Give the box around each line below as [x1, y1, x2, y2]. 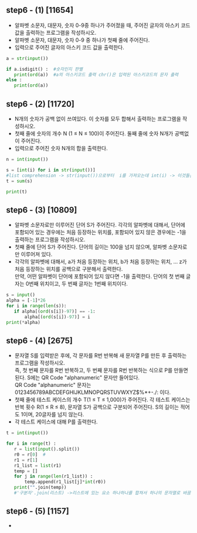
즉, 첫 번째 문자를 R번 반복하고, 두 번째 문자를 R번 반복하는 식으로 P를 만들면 [14, 367, 189, 374]
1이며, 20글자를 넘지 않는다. [21, 411, 84, 418]
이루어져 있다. [21, 251, 53, 258]
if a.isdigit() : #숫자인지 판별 [6, 66, 83, 72]
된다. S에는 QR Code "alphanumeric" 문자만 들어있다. [14, 374, 140, 381]
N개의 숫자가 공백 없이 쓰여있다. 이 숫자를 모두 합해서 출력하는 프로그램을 [14, 115, 182, 122]
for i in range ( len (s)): [6, 303, 67, 309]
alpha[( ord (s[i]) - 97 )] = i [24, 314, 91, 320]
